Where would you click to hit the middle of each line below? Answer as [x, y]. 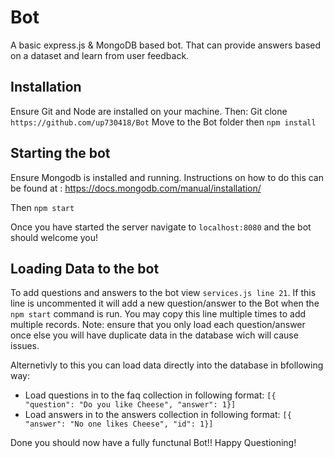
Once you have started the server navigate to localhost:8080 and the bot [161, 227]
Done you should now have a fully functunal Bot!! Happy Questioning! [153, 443]
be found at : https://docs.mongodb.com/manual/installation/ [136, 188]
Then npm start [42, 207]
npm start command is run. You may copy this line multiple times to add [158, 314]
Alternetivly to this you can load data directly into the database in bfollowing [167, 365]
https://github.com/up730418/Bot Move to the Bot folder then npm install [163, 122]
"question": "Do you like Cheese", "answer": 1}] [130, 405]
